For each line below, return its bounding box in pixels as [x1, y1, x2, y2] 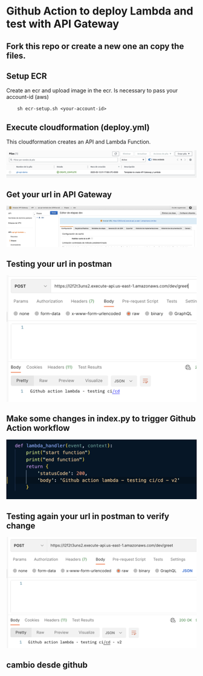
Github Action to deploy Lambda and [6, 4, 193, 18]
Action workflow [6, 423, 70, 433]
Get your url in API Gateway [6, 189, 112, 200]
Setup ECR [6, 71, 47, 81]
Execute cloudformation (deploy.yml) [6, 122, 150, 132]
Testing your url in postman [6, 258, 112, 269]
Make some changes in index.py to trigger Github [6, 413, 196, 424]
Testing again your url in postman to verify [6, 511, 170, 521]
